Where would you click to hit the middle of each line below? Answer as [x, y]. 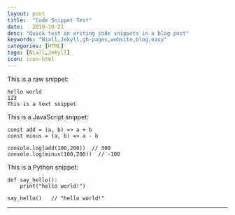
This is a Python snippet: [43, 167]
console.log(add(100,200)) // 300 [59, 148]
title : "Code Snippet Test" [50, 20]
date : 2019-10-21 [36, 27]
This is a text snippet [42, 104]
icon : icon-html [31, 59]
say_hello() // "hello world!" [56, 198]
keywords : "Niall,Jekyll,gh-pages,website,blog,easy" [87, 40]
